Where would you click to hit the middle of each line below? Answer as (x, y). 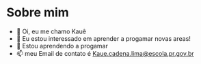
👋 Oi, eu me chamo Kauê (51, 31)
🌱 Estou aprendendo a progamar (62, 46)
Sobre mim (38, 13)
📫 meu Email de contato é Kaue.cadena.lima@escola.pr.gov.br (105, 53)
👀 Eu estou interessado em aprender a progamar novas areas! (103, 38)
